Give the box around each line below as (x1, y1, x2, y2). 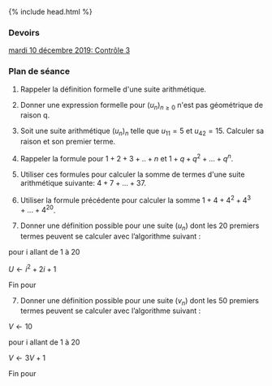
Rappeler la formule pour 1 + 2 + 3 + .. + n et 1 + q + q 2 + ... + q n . (19, 152, 234, 163)
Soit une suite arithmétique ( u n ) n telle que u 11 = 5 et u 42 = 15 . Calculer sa (19, 126, 265, 138)
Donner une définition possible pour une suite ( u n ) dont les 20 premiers (19, 221, 260, 232)
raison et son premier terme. (19, 137, 116, 147)
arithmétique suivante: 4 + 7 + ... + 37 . (19, 178, 146, 187)
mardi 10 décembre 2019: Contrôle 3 (8, 45, 131, 55)
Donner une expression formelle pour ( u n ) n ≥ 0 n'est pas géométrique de (19, 100, 264, 112)
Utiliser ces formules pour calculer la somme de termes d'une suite (19, 169, 245, 179)
